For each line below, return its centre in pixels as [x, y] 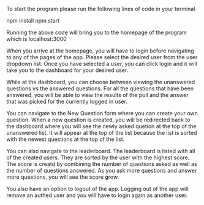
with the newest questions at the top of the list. [66, 139]
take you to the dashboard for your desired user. [67, 70]
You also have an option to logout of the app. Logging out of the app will [97, 189]
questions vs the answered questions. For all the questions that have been [100, 88]
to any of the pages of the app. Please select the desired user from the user [102, 57]
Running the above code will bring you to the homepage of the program [96, 32]
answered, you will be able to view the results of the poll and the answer [97, 95]
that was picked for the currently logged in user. [67, 101]
